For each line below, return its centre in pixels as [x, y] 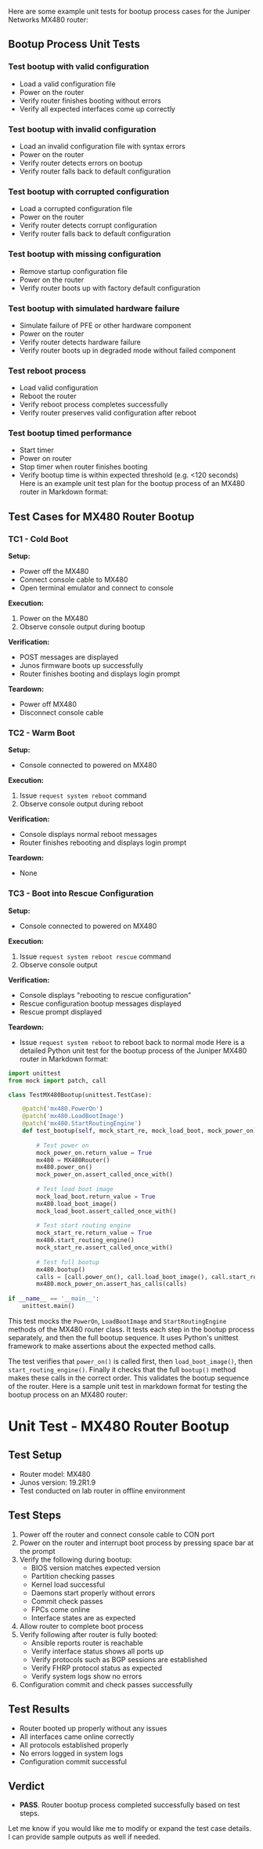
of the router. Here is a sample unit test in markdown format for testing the [128, 1386]
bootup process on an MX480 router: [68, 1394]
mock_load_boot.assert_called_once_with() [106, 1211]
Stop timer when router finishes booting [83, 467]
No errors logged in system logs [71, 1753]
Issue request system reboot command [83, 795]
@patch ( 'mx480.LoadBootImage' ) [73, 1116]
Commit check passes [67, 1601]
